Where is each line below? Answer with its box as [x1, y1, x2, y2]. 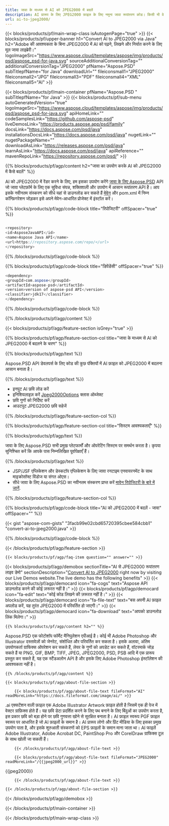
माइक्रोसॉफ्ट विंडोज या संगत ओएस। [12, 474, 69, 480]
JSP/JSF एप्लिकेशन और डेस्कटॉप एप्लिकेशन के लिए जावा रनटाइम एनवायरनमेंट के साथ [12, 468, 152, 474]
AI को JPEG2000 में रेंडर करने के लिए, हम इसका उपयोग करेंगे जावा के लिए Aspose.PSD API [5, 179, 163, 185]
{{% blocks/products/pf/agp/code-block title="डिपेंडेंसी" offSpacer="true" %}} [5, 263, 163, 269]
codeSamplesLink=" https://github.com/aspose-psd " [5, 116, 114, 122]
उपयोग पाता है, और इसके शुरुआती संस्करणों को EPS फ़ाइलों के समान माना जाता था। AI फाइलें [5, 725, 156, 730]
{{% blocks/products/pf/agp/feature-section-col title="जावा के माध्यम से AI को [5, 335, 157, 341]
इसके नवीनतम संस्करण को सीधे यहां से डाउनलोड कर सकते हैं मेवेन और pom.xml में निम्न [5, 190, 149, 196]
